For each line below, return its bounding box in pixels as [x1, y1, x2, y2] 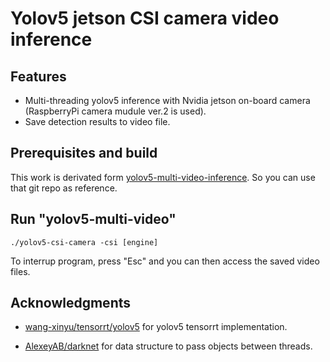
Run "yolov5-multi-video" [10, 211, 177, 228]
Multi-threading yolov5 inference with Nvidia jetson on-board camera [24, 95, 311, 106]
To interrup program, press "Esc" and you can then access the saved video [10, 255, 320, 267]
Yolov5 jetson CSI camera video [10, 7, 280, 30]
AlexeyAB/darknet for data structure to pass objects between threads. [24, 340, 313, 352]
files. [10, 265, 31, 277]
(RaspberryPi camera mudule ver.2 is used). [24, 105, 207, 117]
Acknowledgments [10, 295, 132, 312]
